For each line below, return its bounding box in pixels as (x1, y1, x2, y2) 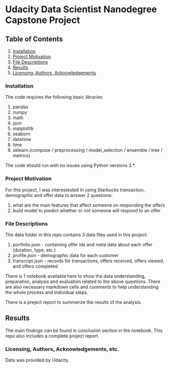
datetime (12, 136, 31, 143)
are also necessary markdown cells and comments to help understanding (5, 284, 159, 290)
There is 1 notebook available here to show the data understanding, (5, 273, 146, 279)
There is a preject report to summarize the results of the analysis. (5, 299, 142, 305)
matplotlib (12, 126, 34, 132)
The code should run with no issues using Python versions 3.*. (5, 162, 136, 168)
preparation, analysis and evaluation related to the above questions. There (5, 278, 161, 285)
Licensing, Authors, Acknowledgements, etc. (5, 345, 119, 352)
